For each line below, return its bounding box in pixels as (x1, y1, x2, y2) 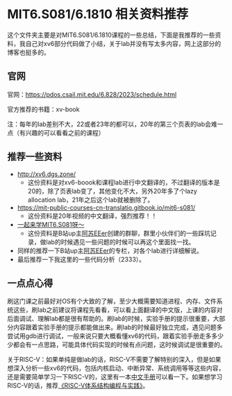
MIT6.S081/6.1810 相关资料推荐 (7, 6, 189, 22)
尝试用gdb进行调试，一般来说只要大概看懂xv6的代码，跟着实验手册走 (7, 332, 206, 340)
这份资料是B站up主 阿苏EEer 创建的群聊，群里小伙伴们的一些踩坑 (27, 229, 210, 237)
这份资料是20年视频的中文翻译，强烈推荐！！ (27, 212, 158, 220)
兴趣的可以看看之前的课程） (25, 128, 105, 136)
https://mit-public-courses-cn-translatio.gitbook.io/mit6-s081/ (17, 203, 196, 212)
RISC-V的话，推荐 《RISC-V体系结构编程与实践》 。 (7, 381, 149, 390)
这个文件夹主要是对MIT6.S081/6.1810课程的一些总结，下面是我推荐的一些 (7, 31, 215, 39)
